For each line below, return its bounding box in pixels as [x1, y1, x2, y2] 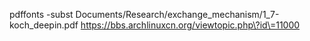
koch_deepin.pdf [9, 19, 79, 31]
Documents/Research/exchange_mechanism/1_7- [75, 9, 280, 20]
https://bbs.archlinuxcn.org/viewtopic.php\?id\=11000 [80, 19, 301, 31]
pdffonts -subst [9, 9, 74, 20]
